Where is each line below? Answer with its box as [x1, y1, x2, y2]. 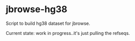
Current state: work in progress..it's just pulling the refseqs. [6, 30, 130, 36]
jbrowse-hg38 [6, 4, 68, 15]
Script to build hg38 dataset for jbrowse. [6, 20, 90, 26]
